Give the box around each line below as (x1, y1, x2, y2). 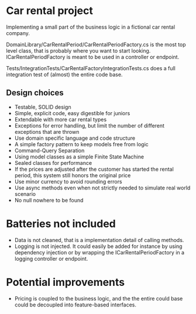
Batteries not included (6, 217, 116, 230)
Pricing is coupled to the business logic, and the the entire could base (14, 295, 183, 302)
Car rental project (6, 4, 94, 18)
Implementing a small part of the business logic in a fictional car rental (6, 23, 176, 30)
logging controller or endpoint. (14, 255, 88, 262)
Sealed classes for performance (14, 159, 92, 166)
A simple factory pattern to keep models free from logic (14, 140, 149, 147)
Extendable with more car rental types (14, 116, 107, 123)
